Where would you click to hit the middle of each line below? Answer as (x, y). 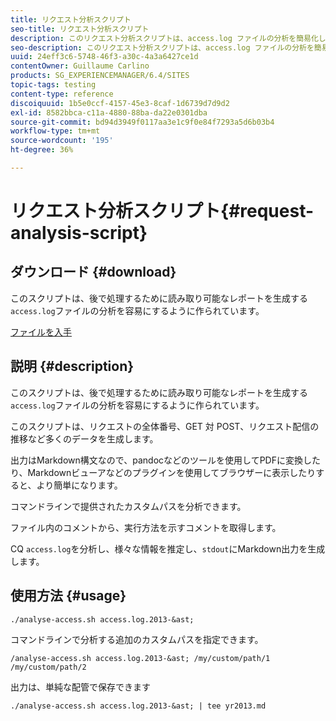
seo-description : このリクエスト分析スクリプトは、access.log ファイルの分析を (162, 47)
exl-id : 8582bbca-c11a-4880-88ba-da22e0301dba (109, 112)
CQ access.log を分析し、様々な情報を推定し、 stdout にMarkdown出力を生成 (168, 548)
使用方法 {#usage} (68, 596)
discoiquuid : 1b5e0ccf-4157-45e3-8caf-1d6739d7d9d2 (120, 103)
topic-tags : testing (53, 85)
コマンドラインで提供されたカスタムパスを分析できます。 (128, 506)
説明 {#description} (72, 366)
